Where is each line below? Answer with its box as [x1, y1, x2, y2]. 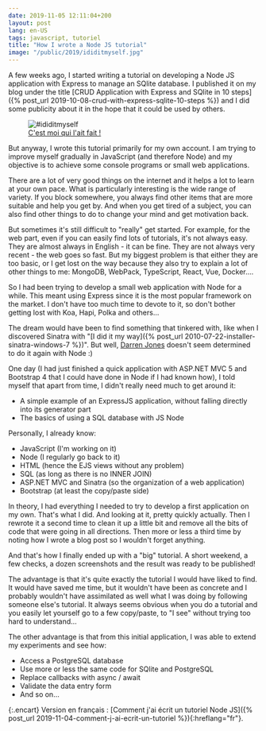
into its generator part [19, 404, 91, 414]
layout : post [8, 19, 52, 27]
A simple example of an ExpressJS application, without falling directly [19, 396, 248, 405]
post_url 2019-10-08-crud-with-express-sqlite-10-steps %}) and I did [22, 96, 250, 105]
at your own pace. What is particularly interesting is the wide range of [8, 184, 237, 193]
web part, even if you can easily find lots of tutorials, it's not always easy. [8, 234, 249, 242]
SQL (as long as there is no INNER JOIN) [19, 470, 152, 478]
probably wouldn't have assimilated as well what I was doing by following [8, 591, 248, 601]
